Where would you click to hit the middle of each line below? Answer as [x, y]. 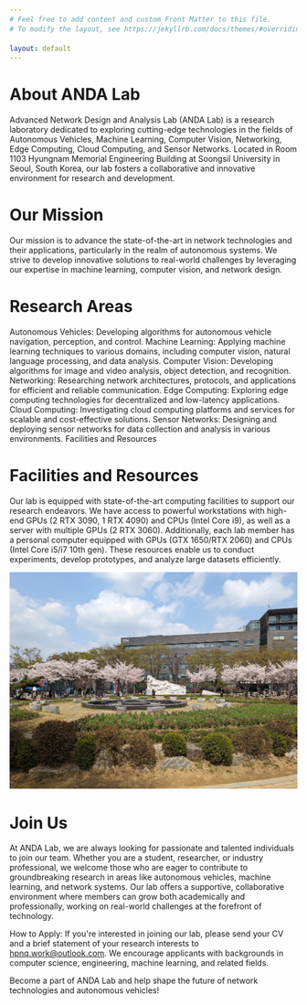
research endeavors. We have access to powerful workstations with [137, 511]
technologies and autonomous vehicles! [85, 990]
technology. [32, 916]
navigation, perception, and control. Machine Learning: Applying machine [148, 342]
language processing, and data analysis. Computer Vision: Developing [142, 361]
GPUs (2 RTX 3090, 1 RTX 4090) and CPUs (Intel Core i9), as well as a [158, 520]
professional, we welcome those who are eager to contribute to [129, 868]
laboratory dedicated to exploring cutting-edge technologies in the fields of [152, 130]
